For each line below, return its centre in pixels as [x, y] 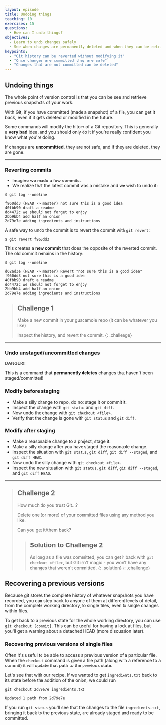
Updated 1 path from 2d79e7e [35, 698]
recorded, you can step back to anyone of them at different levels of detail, [81, 601]
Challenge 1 [36, 308]
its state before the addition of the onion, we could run [61, 680]
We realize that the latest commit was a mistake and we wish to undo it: [85, 186]
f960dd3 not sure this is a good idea [45, 276]
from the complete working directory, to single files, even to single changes [82, 606]
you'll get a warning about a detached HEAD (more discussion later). [75, 631]
